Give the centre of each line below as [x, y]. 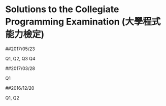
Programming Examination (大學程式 [83, 22]
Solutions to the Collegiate [62, 9]
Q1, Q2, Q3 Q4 [20, 58]
